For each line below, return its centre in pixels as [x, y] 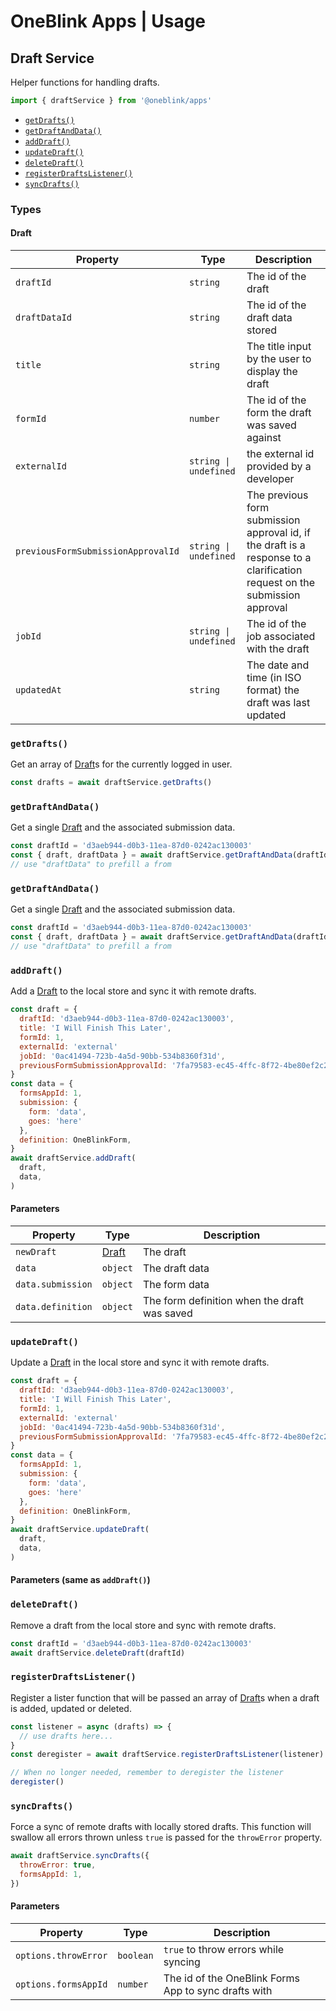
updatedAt [38, 690]
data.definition [54, 1307]
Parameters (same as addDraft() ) [80, 1580]
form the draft [279, 412]
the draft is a [276, 545]
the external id [280, 453]
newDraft [36, 1252]
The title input [279, 346]
